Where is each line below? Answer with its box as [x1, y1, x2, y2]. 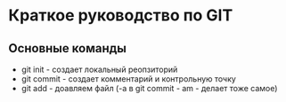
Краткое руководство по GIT [8, 5, 233, 26]
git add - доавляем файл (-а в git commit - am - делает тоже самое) [20, 83, 278, 93]
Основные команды [8, 41, 127, 56]
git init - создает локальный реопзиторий [20, 64, 178, 75]
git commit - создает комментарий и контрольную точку [20, 74, 237, 84]
